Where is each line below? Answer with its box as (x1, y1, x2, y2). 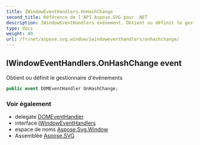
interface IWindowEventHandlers (14, 119, 96, 127)
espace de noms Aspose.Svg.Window (14, 125, 108, 133)
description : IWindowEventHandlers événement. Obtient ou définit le (6, 20, 183, 26)
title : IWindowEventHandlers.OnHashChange (6, 8, 113, 15)
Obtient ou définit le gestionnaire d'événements (6, 74, 123, 81)
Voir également (6, 99, 52, 108)
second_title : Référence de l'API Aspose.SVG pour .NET (6, 14, 148, 20)
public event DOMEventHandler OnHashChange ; (6, 86, 118, 92)
